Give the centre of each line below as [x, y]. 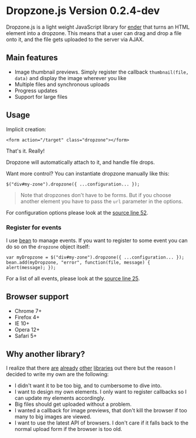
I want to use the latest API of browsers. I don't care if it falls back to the [102, 423]
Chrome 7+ [28, 311]
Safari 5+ [25, 336]
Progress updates [36, 90]
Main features [32, 58]
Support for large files [41, 96]
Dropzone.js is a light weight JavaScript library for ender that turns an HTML [98, 27]
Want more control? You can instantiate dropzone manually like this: [88, 173]
